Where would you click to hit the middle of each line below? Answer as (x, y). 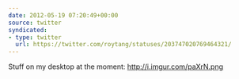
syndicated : (28, 30)
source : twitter (35, 23)
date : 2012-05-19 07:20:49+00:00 (63, 15)
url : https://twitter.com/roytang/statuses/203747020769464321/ (123, 45)
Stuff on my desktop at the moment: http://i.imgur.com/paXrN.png (116, 66)
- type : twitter (35, 37)
